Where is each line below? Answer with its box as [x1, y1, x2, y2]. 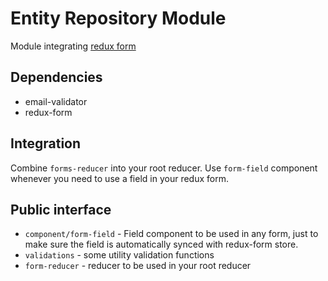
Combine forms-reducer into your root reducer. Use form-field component [10, 162, 318, 174]
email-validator [24, 95, 88, 107]
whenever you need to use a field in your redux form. [10, 172, 229, 184]
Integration [10, 135, 82, 152]
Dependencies [10, 69, 103, 86]
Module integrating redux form [10, 40, 137, 52]
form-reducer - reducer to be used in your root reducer [24, 260, 252, 272]
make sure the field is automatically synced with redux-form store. [24, 238, 299, 251]
